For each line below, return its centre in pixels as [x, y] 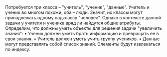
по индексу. [18, 49]
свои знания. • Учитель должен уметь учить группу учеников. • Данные [83, 39]
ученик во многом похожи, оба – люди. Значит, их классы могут [74, 12]
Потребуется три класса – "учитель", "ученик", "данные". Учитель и [77, 7]
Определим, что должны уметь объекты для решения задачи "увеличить [83, 28]
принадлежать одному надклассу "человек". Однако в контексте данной [83, 18]
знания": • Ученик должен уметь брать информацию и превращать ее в [82, 33]
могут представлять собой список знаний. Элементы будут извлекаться [83, 44]
